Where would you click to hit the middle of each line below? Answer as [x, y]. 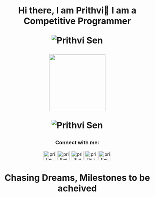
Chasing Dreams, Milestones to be [77, 178]
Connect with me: [77, 143]
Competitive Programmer [77, 21]
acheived [77, 188]
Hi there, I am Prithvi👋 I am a [77, 10]
